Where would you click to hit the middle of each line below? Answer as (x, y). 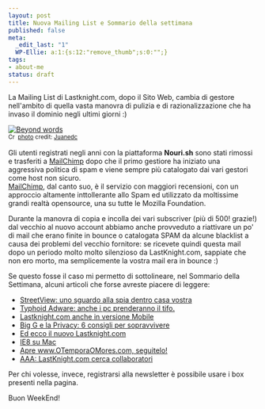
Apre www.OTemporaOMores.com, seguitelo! (93, 350)
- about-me (26, 67)
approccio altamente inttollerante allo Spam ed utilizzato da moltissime (123, 194)
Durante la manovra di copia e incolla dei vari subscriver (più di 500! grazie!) (132, 218)
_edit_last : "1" (42, 45)
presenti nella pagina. (44, 382)
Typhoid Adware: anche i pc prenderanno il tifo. (97, 308)
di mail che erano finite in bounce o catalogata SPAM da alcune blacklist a (129, 235)
